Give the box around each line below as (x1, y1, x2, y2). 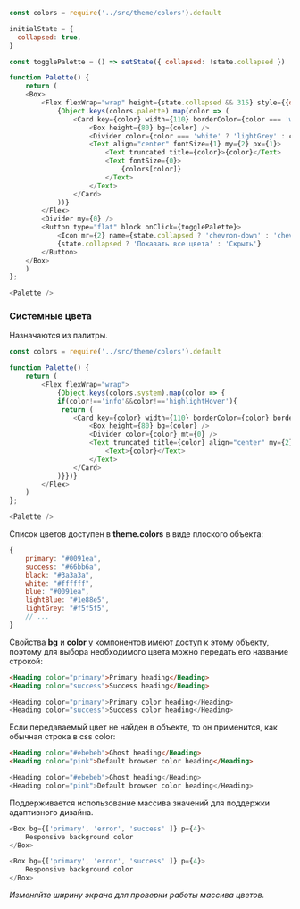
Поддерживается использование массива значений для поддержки (9, 797, 271, 808)
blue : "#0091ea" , (25, 588, 90, 596)
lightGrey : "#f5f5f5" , (25, 604, 110, 613)
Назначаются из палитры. (9, 330, 109, 341)
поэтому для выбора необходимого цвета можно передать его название (9, 646, 288, 656)
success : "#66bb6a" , (25, 563, 102, 571)
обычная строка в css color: (9, 731, 116, 742)
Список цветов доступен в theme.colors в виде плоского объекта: (9, 529, 264, 539)
